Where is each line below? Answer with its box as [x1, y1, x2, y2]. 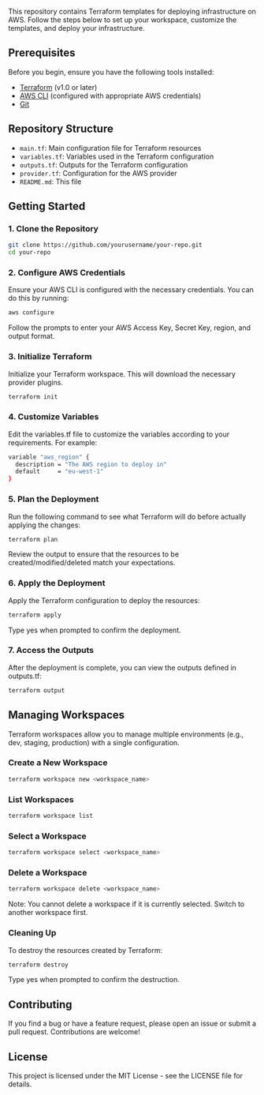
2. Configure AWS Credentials [8, 267, 126, 278]
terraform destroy [8, 961, 69, 969]
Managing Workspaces [8, 708, 125, 722]
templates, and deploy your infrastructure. [8, 24, 145, 32]
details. [8, 1079, 32, 1089]
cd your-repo [8, 249, 51, 257]
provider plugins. [8, 377, 63, 387]
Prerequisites [8, 47, 76, 60]
